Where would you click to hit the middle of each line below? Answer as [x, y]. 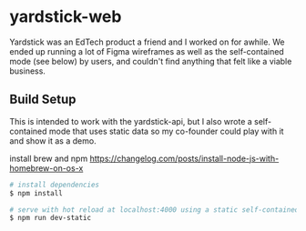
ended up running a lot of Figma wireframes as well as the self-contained [147, 51]
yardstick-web [66, 17]
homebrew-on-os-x [46, 168]
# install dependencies [55, 185]
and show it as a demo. [53, 141]
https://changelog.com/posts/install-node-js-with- [184, 158]
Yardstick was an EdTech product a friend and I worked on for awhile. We [147, 42]
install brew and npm [49, 158]
